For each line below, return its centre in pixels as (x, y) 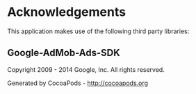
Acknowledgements (67, 12)
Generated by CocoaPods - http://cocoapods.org (77, 83)
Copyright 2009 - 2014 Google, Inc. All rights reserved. (86, 69)
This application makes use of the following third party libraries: (98, 31)
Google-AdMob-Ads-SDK (64, 53)
